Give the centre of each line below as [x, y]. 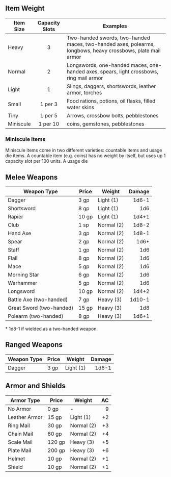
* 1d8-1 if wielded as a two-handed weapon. [52, 329]
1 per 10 [49, 123]
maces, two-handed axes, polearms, [111, 44]
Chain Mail [20, 434]
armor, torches [84, 92]
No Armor [20, 409]
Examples [115, 26]
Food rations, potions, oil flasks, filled [111, 101]
